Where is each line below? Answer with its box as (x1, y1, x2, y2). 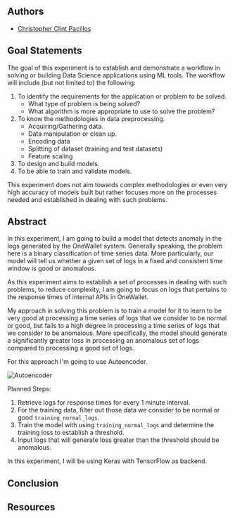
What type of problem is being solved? (27, 99, 141, 108)
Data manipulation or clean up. (27, 129, 118, 138)
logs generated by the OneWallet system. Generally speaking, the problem (7, 242, 223, 251)
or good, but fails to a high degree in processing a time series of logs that (7, 322, 220, 330)
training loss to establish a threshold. (17, 429, 125, 437)
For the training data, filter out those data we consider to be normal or (17, 406, 220, 415)
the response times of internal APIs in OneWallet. (7, 293, 149, 301)
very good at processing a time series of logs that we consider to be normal (7, 314, 227, 322)
